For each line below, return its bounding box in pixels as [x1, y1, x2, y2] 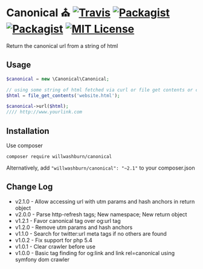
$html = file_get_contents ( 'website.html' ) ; [6, 92, 120, 99]
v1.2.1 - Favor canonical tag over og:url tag [14, 217, 121, 224]
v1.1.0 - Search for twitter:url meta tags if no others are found [14, 230, 167, 237]
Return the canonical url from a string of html [6, 42, 118, 49]
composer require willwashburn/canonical [6, 153, 112, 159]
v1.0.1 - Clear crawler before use [14, 243, 95, 250]
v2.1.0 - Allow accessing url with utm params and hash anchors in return [14, 198, 195, 205]
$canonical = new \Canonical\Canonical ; [6, 76, 110, 82]
